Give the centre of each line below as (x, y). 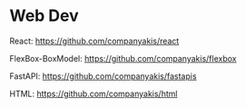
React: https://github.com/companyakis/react (94, 41)
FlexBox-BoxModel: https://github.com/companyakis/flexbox (123, 58)
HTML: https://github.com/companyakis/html (93, 93)
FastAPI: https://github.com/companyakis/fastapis (103, 76)
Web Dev (44, 16)
